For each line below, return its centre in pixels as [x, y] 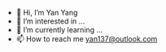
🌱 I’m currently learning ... [59, 30]
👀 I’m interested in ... [50, 21]
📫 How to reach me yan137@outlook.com [87, 39]
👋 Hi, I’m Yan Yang [47, 13]
